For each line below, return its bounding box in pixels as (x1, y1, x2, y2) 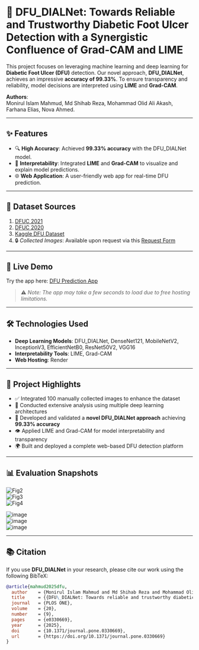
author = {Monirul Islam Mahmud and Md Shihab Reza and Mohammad (11, 589, 184, 595)
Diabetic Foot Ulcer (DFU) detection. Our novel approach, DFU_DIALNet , (6, 69, 184, 76)
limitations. (20, 295, 48, 302)
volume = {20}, (11, 605, 57, 612)
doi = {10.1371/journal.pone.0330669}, (11, 627, 126, 634)
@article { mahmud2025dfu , (6, 584, 68, 589)
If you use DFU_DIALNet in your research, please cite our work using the (6, 566, 184, 573)
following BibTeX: (6, 572, 49, 579)
